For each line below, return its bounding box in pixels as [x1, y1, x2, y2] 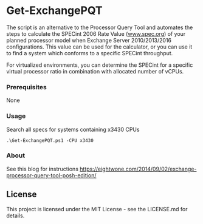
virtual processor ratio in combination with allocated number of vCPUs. [6, 67, 184, 75]
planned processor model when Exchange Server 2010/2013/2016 [6, 36, 172, 44]
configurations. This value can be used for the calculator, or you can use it [6, 43, 193, 50]
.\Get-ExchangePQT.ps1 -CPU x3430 [6, 137, 94, 143]
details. [6, 212, 25, 219]
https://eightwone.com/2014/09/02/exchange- [80, 165, 197, 172]
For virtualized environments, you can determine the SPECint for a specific [6, 61, 193, 69]
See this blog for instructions [6, 165, 79, 172]
